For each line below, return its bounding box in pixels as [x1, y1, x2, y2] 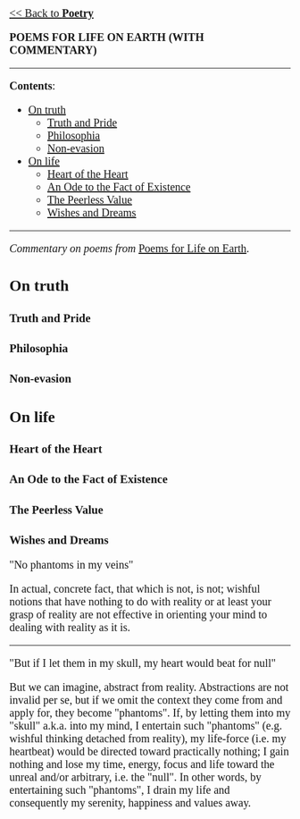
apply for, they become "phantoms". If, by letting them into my [9, 706, 291, 720]
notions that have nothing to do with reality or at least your [9, 595, 272, 609]
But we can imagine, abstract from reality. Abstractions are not [9, 680, 289, 694]
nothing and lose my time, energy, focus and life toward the [9, 757, 275, 772]
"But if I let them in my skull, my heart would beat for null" [9, 656, 277, 670]
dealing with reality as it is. [9, 621, 131, 634]
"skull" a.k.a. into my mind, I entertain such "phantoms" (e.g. [9, 719, 283, 732]
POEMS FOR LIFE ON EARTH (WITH [9, 30, 204, 44]
